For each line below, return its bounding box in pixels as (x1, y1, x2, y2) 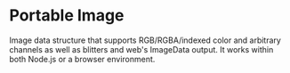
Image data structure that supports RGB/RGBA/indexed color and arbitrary (9, 35, 282, 45)
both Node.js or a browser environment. (9, 53, 156, 64)
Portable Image (9, 5, 125, 26)
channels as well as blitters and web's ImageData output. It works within (9, 44, 274, 54)
